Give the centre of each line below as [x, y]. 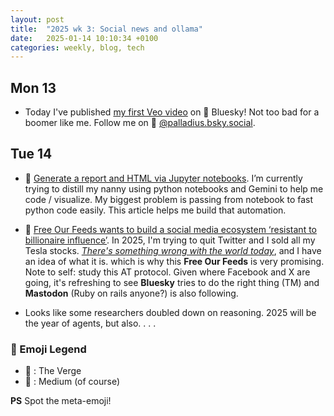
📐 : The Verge [53, 371]
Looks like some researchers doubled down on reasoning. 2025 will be [170, 312]
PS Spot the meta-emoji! [61, 401]
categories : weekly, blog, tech [77, 47]
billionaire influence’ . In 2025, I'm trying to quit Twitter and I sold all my [170, 240]
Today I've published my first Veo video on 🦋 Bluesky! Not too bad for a [172, 112]
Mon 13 [33, 87]
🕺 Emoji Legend [48, 349]
